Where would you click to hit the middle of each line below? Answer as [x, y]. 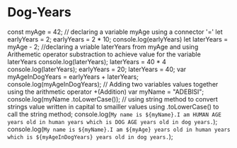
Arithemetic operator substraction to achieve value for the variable [104, 54]
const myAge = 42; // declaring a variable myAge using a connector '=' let [115, 32]
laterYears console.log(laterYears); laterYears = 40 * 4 [87, 61]
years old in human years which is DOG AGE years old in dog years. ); [112, 121]
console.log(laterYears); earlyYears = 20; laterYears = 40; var [97, 69]
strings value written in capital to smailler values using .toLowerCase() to [113, 106]
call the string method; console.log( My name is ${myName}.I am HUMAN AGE [114, 114]
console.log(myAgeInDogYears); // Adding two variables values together [113, 84]
